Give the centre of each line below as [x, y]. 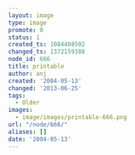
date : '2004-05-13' [40, 139]
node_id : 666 [29, 59]
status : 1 [24, 37]
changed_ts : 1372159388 [47, 52]
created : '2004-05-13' [45, 81]
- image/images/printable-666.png [71, 117]
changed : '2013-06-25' [45, 88]
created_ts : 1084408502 [47, 45]
